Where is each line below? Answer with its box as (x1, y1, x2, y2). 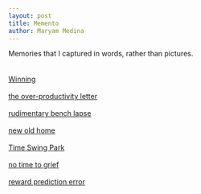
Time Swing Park (8, 142, 65, 153)
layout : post (8, 11, 52, 20)
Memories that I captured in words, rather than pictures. (8, 49, 194, 59)
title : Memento (8, 19, 59, 27)
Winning (8, 74, 36, 85)
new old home (8, 126, 55, 135)
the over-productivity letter (8, 92, 98, 101)
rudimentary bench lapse (8, 109, 92, 118)
